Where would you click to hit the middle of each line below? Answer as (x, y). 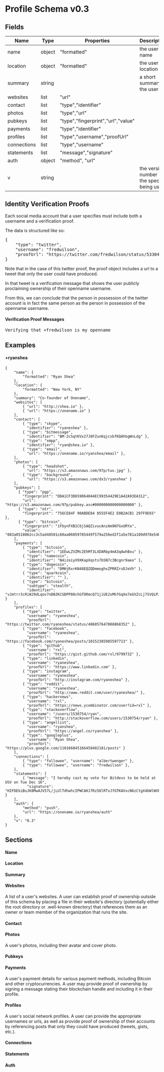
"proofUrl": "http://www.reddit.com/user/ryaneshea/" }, (86, 692)
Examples (20, 345)
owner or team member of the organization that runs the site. (66, 912)
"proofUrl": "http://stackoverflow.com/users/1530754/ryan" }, (92, 718)
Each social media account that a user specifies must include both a (74, 216)
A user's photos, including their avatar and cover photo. (61, 945)
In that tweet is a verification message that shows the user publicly (72, 283)
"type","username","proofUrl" (94, 137)
